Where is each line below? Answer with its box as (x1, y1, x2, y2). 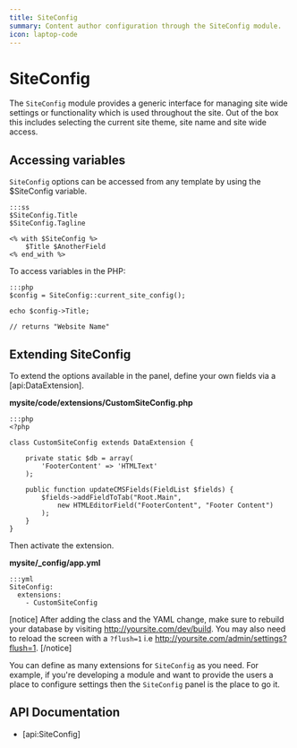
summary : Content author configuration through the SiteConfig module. (9, 21, 282, 30)
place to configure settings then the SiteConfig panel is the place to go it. (9, 678, 280, 690)
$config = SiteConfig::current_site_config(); (9, 291, 186, 300)
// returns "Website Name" (9, 322, 110, 331)
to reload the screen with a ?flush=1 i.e (9, 632, 154, 643)
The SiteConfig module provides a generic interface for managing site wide (9, 98, 288, 108)
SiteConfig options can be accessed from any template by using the (9, 176, 261, 187)
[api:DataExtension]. (9, 380, 85, 391)
